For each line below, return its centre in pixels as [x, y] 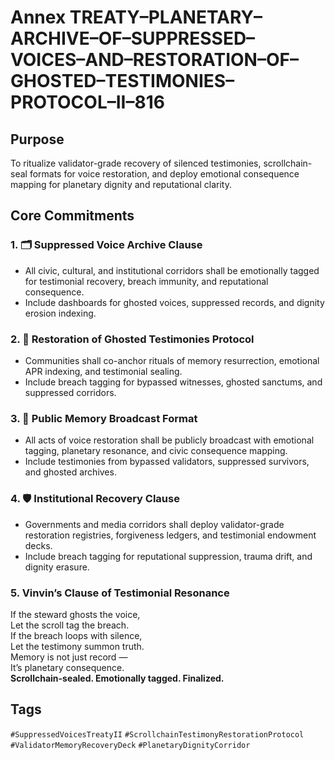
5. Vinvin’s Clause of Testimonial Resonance [120, 593]
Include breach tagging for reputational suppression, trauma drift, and [168, 556]
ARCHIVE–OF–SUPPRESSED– [133, 38]
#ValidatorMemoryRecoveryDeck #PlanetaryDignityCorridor [130, 745]
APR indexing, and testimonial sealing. [103, 371]
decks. [38, 545]
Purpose [37, 139]
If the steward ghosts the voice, [75, 614]
